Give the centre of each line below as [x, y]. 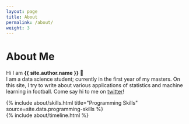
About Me [30, 57]
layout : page [22, 11]
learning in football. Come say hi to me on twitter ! [65, 92]
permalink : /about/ [30, 22]
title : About [22, 17]
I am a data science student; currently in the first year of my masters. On [93, 79]
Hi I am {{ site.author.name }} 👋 [45, 73]
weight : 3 [18, 28]
